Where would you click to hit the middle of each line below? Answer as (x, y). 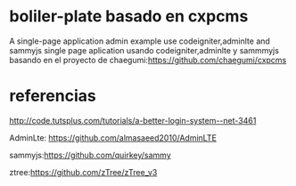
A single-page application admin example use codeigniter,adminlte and (140, 41)
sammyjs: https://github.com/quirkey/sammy (90, 155)
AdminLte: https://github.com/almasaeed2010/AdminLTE (113, 137)
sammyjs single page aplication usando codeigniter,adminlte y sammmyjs (144, 50)
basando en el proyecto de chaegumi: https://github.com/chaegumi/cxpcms (148, 60)
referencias (53, 96)
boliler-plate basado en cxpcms (129, 16)
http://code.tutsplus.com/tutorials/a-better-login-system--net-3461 (133, 120)
